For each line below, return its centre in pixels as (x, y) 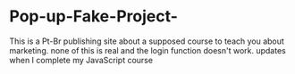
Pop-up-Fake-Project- (94, 16)
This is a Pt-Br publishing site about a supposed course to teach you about (147, 41)
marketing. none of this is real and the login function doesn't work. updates (147, 50)
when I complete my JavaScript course (81, 60)
